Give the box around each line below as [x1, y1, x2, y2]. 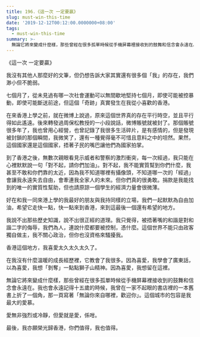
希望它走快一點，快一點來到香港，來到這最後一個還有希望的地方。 [16, 203, 179, 211]
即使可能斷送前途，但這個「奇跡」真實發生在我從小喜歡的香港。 [16, 99, 173, 106]
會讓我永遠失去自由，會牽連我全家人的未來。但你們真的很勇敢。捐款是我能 [6, 176, 189, 183]
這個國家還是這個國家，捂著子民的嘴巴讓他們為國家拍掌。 [6, 141, 147, 149]
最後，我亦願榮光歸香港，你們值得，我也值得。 [6, 324, 121, 331]
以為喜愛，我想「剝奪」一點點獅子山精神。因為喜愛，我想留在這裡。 [6, 264, 173, 271]
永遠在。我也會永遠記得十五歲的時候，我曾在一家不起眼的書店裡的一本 [16, 284, 189, 291]
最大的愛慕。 [6, 298, 37, 306]
